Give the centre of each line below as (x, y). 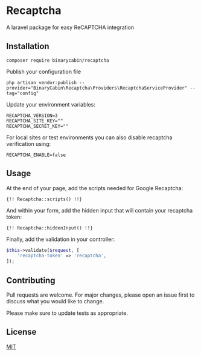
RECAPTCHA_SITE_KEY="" (35, 121)
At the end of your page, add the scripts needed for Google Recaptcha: (95, 188)
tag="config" (23, 93)
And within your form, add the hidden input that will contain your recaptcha (100, 210)
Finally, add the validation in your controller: (61, 239)
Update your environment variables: (51, 104)
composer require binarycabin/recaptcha (58, 60)
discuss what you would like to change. (55, 301)
